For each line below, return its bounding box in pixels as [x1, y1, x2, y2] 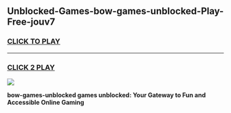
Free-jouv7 [7, 16, 56, 28]
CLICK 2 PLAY [7, 62, 55, 72]
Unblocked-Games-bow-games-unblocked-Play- [7, 5, 224, 17]
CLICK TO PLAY [7, 37, 60, 47]
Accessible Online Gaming [7, 98, 85, 106]
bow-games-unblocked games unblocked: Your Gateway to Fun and [7, 90, 206, 99]
